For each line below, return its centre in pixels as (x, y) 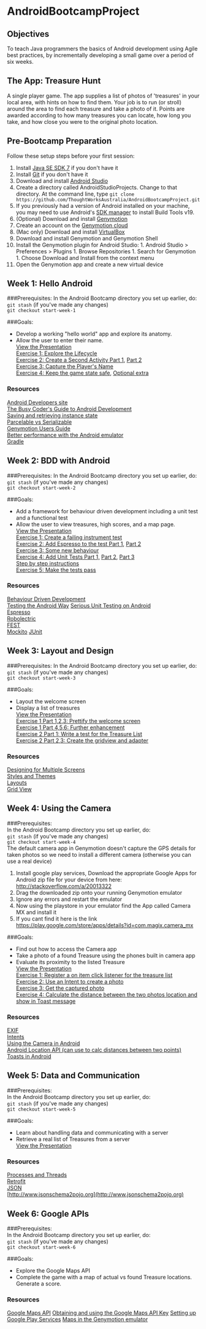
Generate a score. (39, 1284)
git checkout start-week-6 (41, 1247)
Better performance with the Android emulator (65, 435)
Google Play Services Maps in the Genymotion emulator (78, 1319)
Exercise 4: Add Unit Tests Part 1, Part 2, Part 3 (75, 557)
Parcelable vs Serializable (40, 422)
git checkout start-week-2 (41, 488)
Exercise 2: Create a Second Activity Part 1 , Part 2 (79, 360)
